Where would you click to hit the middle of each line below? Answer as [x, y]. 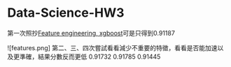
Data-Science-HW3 [66, 13]
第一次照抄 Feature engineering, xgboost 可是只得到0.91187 [91, 33]
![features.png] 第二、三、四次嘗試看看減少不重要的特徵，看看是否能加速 [113, 47]
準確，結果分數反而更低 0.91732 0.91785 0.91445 [90, 57]
